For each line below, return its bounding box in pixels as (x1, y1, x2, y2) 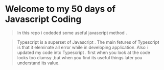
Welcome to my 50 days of (5, 3, 116, 15)
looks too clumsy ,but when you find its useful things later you (17, 54, 142, 60)
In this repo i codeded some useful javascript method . (17, 30, 127, 35)
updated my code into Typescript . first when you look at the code (17, 50, 150, 55)
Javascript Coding (5, 14, 82, 25)
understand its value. (17, 60, 60, 66)
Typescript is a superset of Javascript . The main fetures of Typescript (17, 39, 160, 45)
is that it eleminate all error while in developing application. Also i (17, 44, 148, 50)
